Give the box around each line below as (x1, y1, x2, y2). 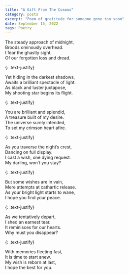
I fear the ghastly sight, (5, 50, 52, 56)
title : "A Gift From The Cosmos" (5, 7, 74, 12)
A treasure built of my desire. (5, 114, 64, 120)
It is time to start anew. (5, 254, 51, 260)
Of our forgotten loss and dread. (5, 55, 70, 61)
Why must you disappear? (5, 229, 58, 235)
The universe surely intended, (5, 120, 65, 126)
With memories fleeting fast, (5, 249, 63, 255)
